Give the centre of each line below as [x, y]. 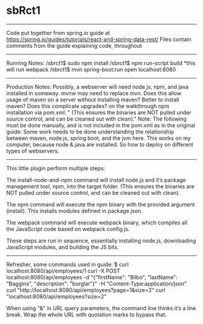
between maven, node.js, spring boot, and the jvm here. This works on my [99, 138]
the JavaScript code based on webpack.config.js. [68, 229]
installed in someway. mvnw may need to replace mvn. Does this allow [94, 93]
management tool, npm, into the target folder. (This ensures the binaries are [100, 186]
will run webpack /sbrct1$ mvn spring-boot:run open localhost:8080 [91, 69]
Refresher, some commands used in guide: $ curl [67, 264]
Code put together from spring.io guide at [58, 33]
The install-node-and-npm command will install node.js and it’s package [96, 180]
